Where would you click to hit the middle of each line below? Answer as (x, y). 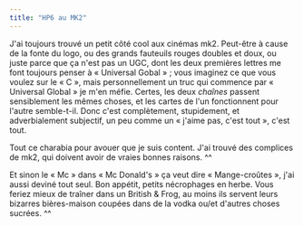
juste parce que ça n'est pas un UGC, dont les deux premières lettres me (145, 62)
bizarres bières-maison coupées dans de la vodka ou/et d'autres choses (145, 203)
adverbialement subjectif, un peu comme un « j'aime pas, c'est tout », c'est (150, 120)
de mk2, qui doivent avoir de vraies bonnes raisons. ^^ (111, 157)
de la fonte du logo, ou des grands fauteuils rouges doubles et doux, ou (143, 53)
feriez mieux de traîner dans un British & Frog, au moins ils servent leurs (144, 193)
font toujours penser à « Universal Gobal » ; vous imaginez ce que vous (143, 72)
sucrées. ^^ (30, 212)
